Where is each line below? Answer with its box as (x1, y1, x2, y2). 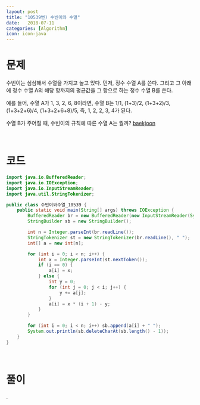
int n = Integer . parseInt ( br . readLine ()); (27, 229, 135, 235)
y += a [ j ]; (59, 290, 86, 296)
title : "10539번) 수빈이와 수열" (6, 14, 80, 20)
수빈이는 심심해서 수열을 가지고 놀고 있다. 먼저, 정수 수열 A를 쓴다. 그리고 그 (6, 79, 181, 86)
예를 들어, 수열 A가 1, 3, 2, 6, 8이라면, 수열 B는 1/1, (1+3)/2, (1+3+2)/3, (6, 100, 171, 107)
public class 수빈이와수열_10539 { (6, 202, 87, 208)
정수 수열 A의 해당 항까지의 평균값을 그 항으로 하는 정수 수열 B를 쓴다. (12, 87, 173, 94)
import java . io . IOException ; (6, 180, 79, 186)
